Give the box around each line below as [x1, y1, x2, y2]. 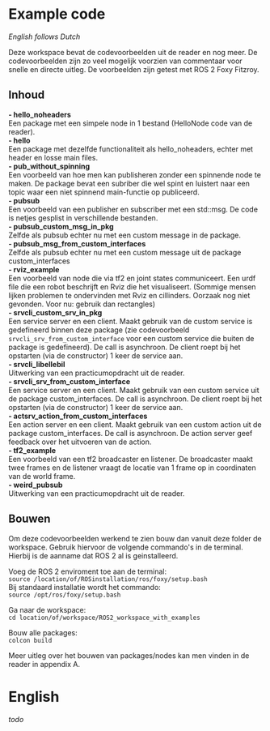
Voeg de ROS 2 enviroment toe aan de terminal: [8, 566, 167, 576]
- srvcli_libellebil [8, 359, 65, 369]
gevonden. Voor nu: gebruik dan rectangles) [8, 299, 156, 309]
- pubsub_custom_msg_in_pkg [8, 221, 115, 231]
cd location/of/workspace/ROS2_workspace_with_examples [8, 613, 200, 622]
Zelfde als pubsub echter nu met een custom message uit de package [8, 247, 242, 257]
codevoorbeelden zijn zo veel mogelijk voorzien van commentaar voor [8, 56, 243, 66]
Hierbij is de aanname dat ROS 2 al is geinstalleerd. [8, 550, 179, 560]
